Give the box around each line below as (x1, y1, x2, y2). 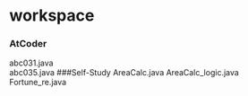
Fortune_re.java (9, 77, 67, 88)
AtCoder (9, 38, 47, 50)
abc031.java (9, 57, 54, 68)
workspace (9, 5, 95, 26)
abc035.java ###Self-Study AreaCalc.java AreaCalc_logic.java (9, 67, 239, 78)
